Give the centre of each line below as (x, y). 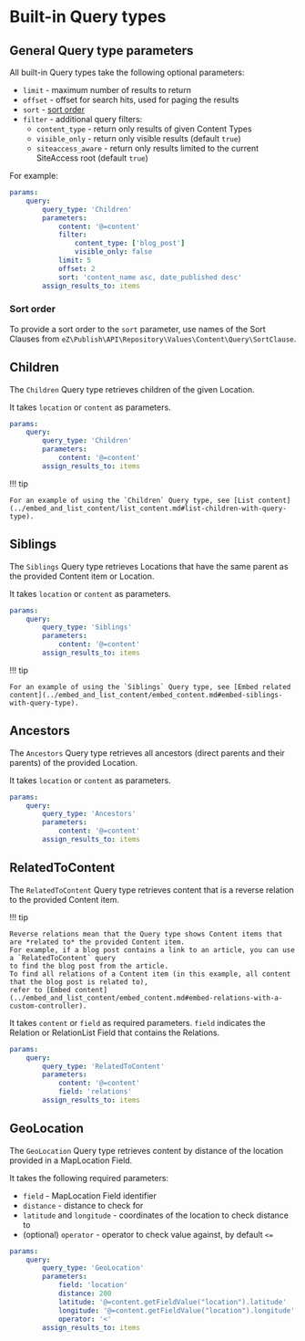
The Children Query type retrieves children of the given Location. (132, 389)
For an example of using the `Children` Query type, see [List (132, 500)
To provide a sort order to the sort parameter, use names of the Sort (137, 329)
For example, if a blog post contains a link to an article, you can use (152, 950)
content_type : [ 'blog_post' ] (129, 244)
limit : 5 (75, 260)
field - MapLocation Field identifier (89, 1195)
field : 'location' (93, 1285)
